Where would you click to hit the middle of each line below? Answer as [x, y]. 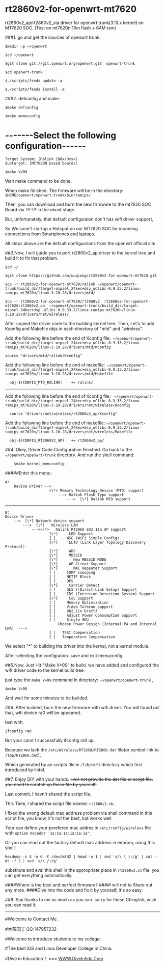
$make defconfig [22, 107]
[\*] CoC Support [71, 598]
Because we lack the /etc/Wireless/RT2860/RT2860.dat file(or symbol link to [82, 749]
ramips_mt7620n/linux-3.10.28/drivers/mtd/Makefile [59, 374]
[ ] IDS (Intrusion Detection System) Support [102, 594]
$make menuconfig [23, 116]
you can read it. [21, 905]
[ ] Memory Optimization [79, 603]
